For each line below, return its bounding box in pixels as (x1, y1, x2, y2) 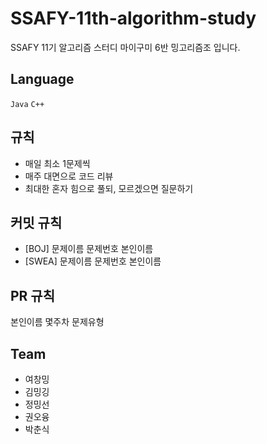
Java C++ (10, 99, 45, 109)
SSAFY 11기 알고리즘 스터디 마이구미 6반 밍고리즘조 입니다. (10, 41, 241, 53)
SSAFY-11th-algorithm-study (10, 7, 257, 30)
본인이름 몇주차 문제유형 (10, 316, 105, 328)
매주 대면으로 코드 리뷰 (24, 170, 114, 182)
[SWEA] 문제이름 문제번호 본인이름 (24, 255, 162, 267)
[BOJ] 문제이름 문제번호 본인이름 (24, 243, 154, 255)
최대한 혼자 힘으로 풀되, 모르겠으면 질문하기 (24, 182, 194, 194)
